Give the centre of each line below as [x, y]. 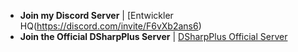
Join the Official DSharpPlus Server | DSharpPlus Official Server [153, 36]
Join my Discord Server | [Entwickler [96, 15]
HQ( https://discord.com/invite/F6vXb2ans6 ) [110, 26]
